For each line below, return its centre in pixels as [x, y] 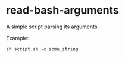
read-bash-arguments [62, 10]
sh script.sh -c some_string [42, 49]
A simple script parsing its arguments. [53, 27]
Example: [18, 38]
